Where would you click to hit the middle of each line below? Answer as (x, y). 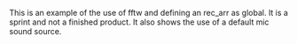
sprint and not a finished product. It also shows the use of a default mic (139, 22)
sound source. (35, 31)
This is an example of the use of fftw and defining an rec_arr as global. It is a (148, 13)
